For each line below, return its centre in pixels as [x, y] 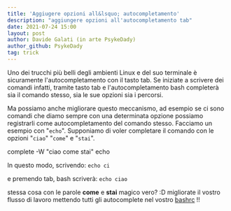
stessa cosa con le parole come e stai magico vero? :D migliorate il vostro [114, 192]
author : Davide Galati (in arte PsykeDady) [72, 40]
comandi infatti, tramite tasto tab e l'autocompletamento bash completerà [113, 87]
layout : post [26, 33]
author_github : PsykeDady [45, 46]
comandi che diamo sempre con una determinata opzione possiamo [105, 115]
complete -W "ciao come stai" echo [59, 152]
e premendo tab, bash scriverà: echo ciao [68, 178]
